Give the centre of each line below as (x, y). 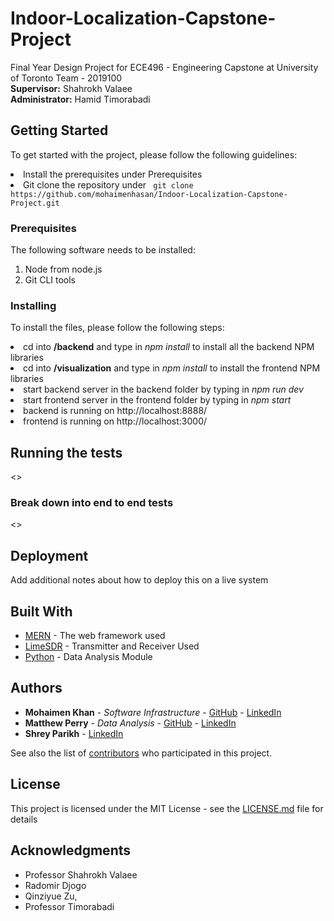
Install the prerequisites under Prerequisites (113, 174)
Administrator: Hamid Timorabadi (80, 99)
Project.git (35, 203)
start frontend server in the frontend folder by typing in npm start (157, 400)
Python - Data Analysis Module (88, 657)
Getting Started (59, 130)
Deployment (49, 555)
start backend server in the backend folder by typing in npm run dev (163, 389)
